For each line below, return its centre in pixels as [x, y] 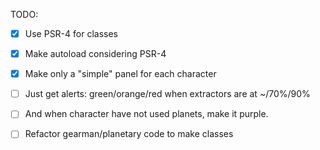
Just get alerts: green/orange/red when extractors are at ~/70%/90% [167, 94]
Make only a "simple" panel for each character [120, 74]
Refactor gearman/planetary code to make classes [129, 134]
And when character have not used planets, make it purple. [146, 114]
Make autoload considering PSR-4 [95, 54]
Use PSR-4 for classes [71, 33]
